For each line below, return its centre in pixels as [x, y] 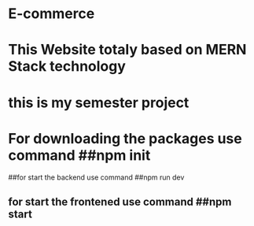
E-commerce [52, 14]
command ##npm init [79, 155]
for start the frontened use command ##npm [120, 202]
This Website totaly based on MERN [127, 50]
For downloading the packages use [125, 138]
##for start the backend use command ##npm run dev [96, 177]
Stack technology [67, 67]
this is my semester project [99, 102]
